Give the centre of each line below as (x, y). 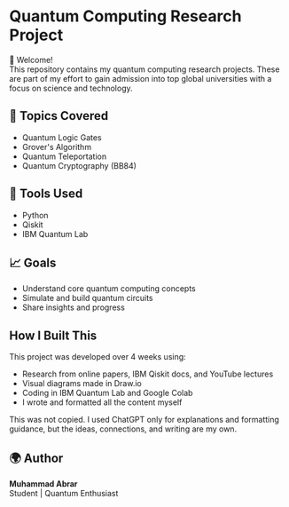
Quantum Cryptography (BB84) (79, 165)
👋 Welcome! (31, 59)
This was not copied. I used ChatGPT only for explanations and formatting (144, 420)
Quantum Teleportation (64, 156)
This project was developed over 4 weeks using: (98, 357)
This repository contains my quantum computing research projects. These (144, 69)
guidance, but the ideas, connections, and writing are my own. (123, 429)
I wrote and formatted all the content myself (102, 402)
